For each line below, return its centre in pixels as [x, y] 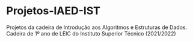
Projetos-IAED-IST [54, 11]
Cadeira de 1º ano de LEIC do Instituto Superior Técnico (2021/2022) [91, 33]
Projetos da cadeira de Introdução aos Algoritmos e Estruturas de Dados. [97, 27]
